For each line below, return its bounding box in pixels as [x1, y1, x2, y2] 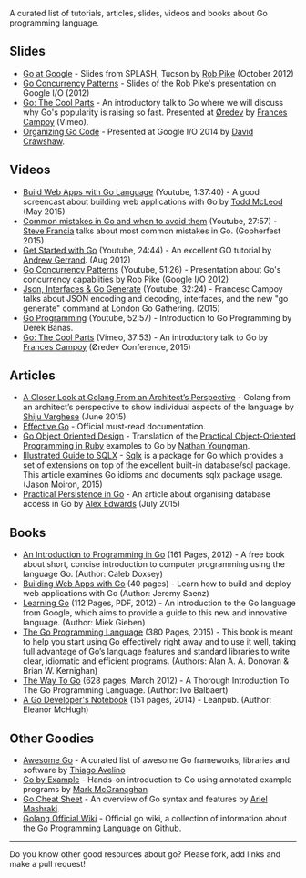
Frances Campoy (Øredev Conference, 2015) [22, 341, 191, 352]
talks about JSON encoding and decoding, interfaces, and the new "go [22, 293, 289, 304]
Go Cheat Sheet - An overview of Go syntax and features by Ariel [22, 793, 269, 805]
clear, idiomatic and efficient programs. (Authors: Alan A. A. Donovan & [22, 656, 290, 666]
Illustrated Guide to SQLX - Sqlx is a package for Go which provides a [22, 450, 284, 461]
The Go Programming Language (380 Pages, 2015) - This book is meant [22, 626, 294, 637]
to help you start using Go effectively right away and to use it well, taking [22, 636, 296, 647]
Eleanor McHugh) [22, 704, 89, 715]
